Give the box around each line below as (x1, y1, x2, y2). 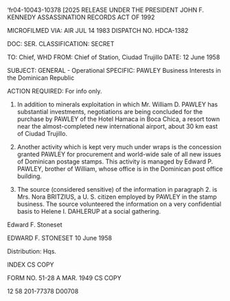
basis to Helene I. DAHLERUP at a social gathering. (16, 208, 161, 215)
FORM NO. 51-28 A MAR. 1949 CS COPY (7, 274, 122, 282)
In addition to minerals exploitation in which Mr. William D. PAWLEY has (16, 100, 218, 109)
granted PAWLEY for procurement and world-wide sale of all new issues (16, 150, 222, 158)
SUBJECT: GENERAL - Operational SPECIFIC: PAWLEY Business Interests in (7, 67, 221, 74)
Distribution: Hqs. (7, 247, 57, 255)
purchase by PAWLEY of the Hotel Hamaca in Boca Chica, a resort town (16, 115, 220, 123)
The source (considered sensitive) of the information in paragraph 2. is (16, 186, 218, 193)
